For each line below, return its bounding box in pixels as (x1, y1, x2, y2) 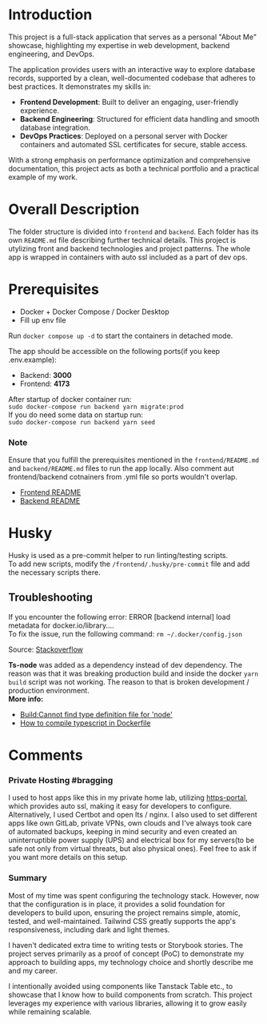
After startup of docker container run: (8, 394, 132, 404)
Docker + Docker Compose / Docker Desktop (19, 307, 169, 316)
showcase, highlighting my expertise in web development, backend (8, 40, 230, 50)
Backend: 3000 (19, 370, 72, 379)
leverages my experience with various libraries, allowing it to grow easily (8, 998, 248, 1008)
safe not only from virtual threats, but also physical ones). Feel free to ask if (8, 844, 257, 853)
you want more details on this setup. (8, 853, 128, 862)
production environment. (8, 685, 90, 695)
